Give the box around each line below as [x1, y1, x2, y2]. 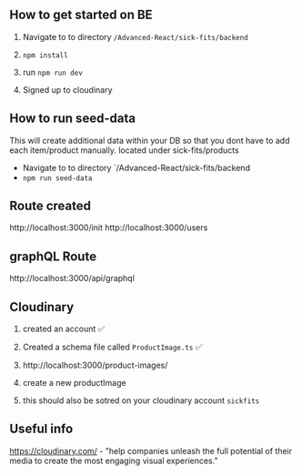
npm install [22, 50, 68, 60]
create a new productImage [22, 378, 126, 389]
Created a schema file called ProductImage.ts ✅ [22, 341, 203, 353]
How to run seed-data [9, 111, 136, 126]
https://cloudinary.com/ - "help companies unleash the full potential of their [9, 445, 293, 456]
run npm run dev [22, 66, 84, 77]
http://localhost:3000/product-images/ [22, 359, 168, 371]
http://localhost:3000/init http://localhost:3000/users [9, 222, 208, 233]
